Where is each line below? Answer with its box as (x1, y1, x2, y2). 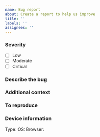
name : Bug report (5, 7, 41, 12)
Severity (5, 41, 26, 48)
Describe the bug (5, 76, 48, 83)
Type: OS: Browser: (5, 126, 45, 132)
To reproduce (5, 102, 38, 109)
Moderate (12, 58, 32, 64)
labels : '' (5, 20, 27, 26)
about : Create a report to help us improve (5, 12, 96, 17)
